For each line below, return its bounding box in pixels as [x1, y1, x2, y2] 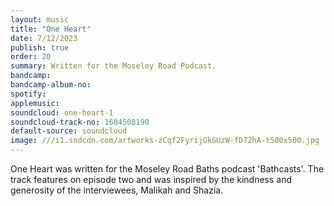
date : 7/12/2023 [10, 33, 78, 43]
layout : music [10, 14, 70, 25]
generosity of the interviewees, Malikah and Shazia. [10, 184, 224, 196]
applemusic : [10, 98, 60, 108]
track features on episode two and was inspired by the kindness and [10, 174, 293, 185]
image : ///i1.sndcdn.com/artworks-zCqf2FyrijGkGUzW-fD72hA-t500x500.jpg [10, 136, 320, 146]
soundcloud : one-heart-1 [10, 107, 114, 118]
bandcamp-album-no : [10, 80, 92, 90]
